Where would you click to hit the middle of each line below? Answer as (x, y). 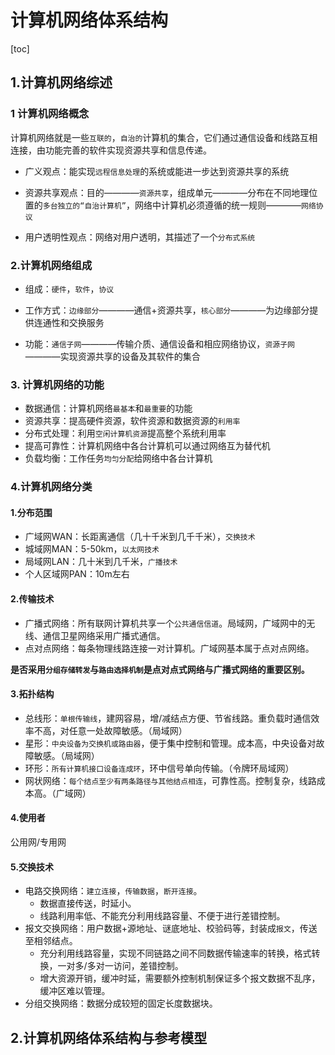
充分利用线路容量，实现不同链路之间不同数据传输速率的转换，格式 (175, 953)
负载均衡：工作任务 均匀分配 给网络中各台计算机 (118, 458)
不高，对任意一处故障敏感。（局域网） (110, 730)
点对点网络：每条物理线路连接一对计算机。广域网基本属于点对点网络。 (169, 648)
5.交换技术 (32, 867)
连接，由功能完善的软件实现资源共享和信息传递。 (111, 150)
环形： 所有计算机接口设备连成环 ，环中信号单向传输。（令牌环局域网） (159, 768)
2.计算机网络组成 (51, 265)
